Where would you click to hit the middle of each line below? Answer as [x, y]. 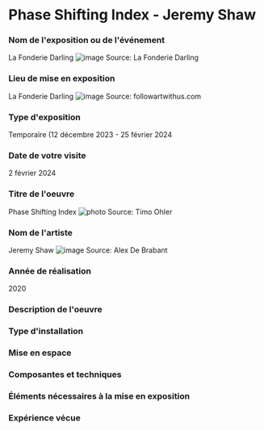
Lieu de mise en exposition [62, 78]
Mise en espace [40, 353]
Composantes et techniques [65, 375]
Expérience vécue [44, 417]
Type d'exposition [44, 117]
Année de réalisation [50, 270]
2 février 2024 [32, 173]
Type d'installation [46, 331]
